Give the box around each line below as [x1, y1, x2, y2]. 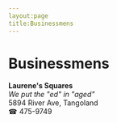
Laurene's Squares [8, 81, 73, 91]
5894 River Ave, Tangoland [8, 98, 98, 108]
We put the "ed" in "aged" [8, 90, 95, 100]
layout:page [8, 11, 48, 20]
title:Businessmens [8, 19, 74, 28]
